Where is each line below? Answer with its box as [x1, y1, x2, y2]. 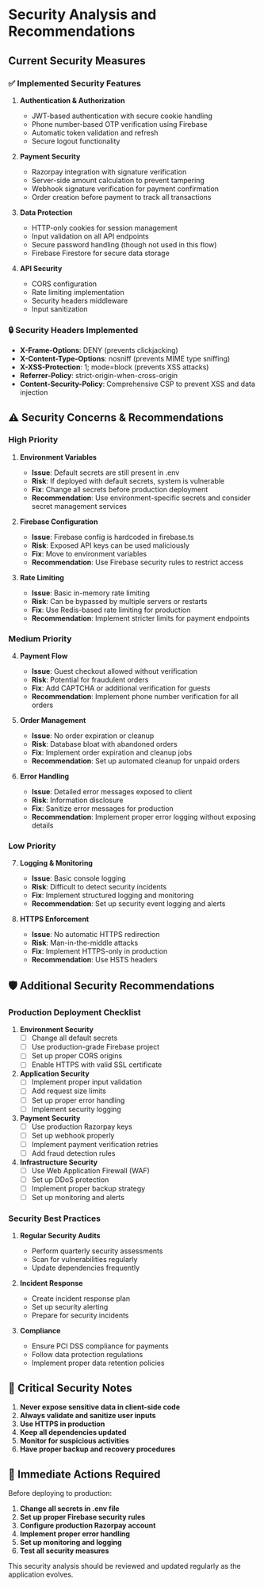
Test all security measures [19, 1546, 109, 1555]
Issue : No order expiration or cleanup [31, 731, 155, 740]
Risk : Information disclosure [31, 795, 124, 805]
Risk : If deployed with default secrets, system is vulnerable [31, 476, 225, 485]
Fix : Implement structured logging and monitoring [31, 890, 194, 901]
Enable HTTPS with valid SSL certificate [31, 1060, 163, 1069]
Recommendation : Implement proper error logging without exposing [31, 813, 256, 822]
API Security [19, 263, 63, 273]
